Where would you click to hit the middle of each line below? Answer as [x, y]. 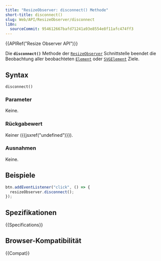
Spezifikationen [31, 212]
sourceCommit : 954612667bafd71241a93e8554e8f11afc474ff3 [72, 29]
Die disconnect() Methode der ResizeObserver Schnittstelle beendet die [81, 54]
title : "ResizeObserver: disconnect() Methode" [57, 10]
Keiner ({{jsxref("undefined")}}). [39, 135]
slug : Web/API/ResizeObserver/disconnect [50, 19]
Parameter [19, 99]
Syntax [17, 75]
